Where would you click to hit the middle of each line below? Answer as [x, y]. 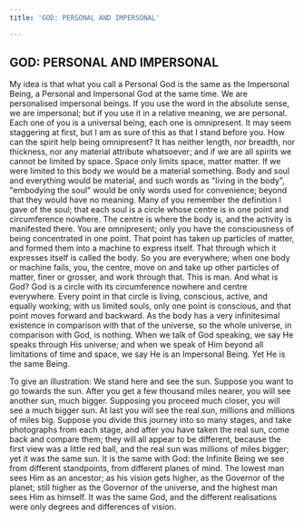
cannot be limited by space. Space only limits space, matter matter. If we [145, 162]
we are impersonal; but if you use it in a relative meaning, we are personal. [148, 113]
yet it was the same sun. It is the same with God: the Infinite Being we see [147, 458]
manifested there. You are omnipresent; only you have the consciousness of [152, 229]
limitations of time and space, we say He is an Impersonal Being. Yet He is [147, 354]
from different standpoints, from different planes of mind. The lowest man [147, 468]
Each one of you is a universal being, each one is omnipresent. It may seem [151, 123]
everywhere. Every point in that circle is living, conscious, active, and [138, 297]
